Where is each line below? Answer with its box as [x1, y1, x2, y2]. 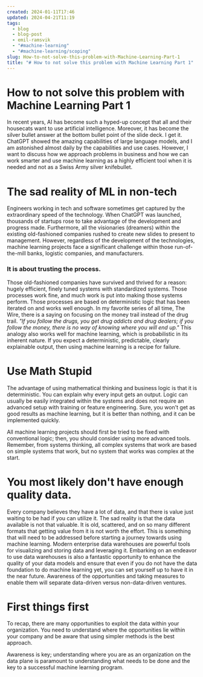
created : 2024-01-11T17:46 [7, 8, 75, 15]
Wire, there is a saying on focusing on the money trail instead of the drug [7, 311, 188, 318]
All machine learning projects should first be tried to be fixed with [7, 428, 170, 435]
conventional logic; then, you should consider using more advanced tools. [7, 434, 191, 442]
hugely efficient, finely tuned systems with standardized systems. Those [7, 285, 187, 292]
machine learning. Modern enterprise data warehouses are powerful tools [7, 540, 191, 547]
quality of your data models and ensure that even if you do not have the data [7, 560, 198, 567]
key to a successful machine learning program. [7, 664, 124, 671]
